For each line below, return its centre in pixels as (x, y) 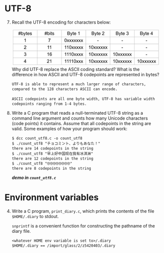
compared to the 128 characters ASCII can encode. (65, 89)
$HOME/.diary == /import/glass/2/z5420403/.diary (64, 246)
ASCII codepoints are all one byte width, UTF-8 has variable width (83, 99)
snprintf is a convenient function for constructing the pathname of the (83, 226)
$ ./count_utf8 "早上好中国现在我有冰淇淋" (53, 154)
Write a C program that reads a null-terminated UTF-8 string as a (77, 113)
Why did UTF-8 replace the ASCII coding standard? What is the (76, 69)
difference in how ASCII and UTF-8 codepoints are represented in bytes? (85, 74)
